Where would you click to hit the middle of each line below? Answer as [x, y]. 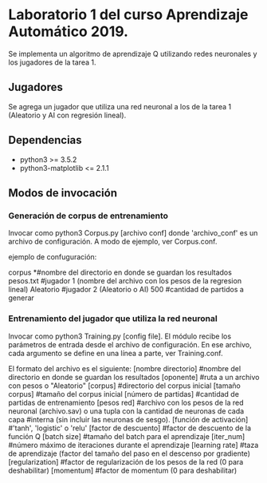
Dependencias [45, 140]
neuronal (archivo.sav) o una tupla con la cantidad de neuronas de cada [126, 411]
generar [21, 298]
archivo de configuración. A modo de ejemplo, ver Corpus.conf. [113, 242]
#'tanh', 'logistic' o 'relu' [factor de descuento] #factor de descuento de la [130, 428]
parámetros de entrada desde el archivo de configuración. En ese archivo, [130, 344]
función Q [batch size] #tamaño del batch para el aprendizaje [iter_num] [127, 436]
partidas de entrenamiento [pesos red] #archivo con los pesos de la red [126, 402]
